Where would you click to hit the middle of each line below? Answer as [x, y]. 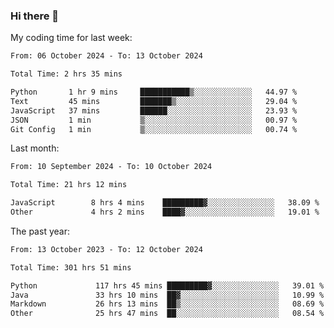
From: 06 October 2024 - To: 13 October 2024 [106, 56]
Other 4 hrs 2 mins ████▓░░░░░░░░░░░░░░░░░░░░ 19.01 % [165, 212]
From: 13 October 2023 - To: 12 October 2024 [106, 249]
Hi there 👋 [35, 16]
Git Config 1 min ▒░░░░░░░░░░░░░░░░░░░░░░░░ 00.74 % [154, 129]
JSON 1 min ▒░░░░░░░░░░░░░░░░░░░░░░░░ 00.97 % [154, 120]
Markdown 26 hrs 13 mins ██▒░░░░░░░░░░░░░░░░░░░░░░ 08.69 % [167, 304]
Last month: [35, 148]
